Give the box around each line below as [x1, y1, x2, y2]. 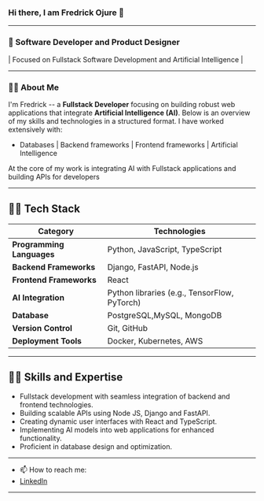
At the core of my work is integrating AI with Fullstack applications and [8, 163, 236, 173]
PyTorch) [107, 297, 141, 308]
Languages [12, 248, 55, 259]
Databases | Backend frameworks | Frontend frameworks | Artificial [19, 139, 238, 149]
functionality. [19, 433, 62, 443]
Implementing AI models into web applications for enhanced [19, 425, 214, 434]
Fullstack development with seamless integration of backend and [19, 392, 230, 401]
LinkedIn [19, 476, 48, 485]
